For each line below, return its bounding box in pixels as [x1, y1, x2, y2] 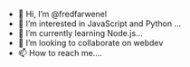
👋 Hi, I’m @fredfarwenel [17, 9, 107, 19]
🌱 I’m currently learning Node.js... [17, 28, 143, 38]
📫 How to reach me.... [17, 48, 102, 58]
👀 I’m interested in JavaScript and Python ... [17, 18, 182, 29]
